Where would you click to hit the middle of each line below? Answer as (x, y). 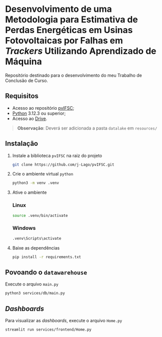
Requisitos (22, 96)
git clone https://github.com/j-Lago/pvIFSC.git (63, 165)
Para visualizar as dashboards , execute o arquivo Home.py (64, 321)
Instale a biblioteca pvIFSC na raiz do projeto (57, 155)
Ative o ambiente (29, 192)
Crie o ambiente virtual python (43, 174)
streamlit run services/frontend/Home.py (48, 330)
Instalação (22, 144)
